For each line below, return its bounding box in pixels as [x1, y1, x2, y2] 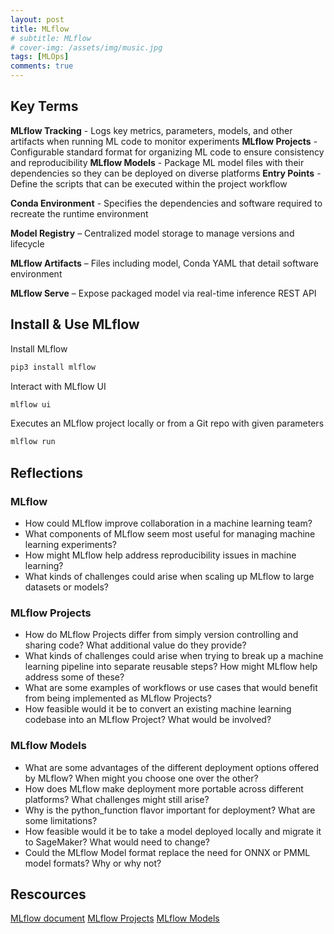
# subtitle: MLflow [10, 33, 92, 43]
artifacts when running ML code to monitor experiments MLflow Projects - [10, 135, 318, 147]
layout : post [10, 14, 65, 25]
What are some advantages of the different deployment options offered [24, 761, 319, 773]
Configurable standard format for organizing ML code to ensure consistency [10, 146, 325, 158]
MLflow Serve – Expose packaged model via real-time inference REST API [10, 287, 317, 299]
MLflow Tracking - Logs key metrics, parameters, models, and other [10, 124, 293, 136]
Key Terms [10, 98, 79, 115]
